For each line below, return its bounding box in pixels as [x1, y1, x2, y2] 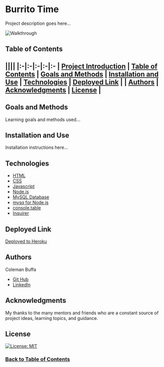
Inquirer [12, 210, 29, 216]
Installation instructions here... [5, 144, 68, 150]
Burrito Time [5, 4, 59, 15]
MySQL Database [12, 194, 50, 200]
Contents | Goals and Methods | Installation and [5, 70, 159, 78]
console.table [12, 205, 42, 211]
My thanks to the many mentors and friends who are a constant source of [5, 310, 159, 316]
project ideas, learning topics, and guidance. [5, 315, 99, 321]
